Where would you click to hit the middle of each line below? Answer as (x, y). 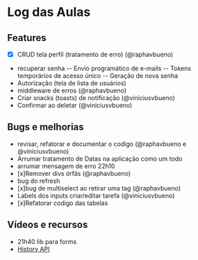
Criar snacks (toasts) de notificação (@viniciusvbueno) (96, 98)
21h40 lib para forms (47, 241)
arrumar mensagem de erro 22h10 (66, 166)
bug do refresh (39, 181)
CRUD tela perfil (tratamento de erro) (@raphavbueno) (95, 54)
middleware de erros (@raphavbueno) (72, 90)
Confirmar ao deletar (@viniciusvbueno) (75, 106)
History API (33, 249)
